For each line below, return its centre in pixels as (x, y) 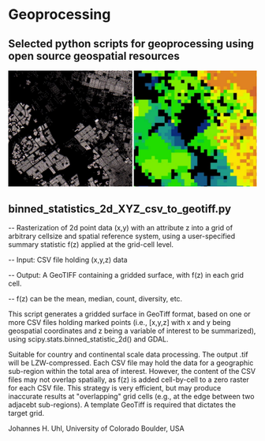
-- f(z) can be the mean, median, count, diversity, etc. (95, 299)
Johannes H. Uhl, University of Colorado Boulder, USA (96, 428)
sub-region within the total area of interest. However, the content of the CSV (132, 372)
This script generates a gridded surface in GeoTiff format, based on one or (129, 314)
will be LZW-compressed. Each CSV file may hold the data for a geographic (131, 363)
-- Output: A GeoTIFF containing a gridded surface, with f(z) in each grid (126, 275)
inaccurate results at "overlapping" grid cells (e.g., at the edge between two (131, 397)
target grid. (26, 413)
